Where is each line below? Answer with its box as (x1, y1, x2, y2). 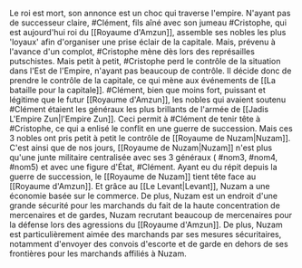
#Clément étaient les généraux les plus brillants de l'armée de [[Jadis (9, 104, 269, 114)
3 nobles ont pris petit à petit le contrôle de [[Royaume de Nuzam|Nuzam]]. (9, 133, 291, 143)
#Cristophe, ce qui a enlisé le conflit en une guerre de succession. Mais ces (9, 123, 293, 134)
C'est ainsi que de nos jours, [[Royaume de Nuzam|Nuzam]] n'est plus (9, 142, 273, 153)
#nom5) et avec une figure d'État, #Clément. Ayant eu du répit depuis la (9, 162, 278, 172)
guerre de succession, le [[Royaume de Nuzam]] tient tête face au (9, 171, 257, 182)
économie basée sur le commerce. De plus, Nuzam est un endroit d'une (9, 190, 278, 201)
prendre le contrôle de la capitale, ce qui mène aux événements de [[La (9, 75, 277, 85)
